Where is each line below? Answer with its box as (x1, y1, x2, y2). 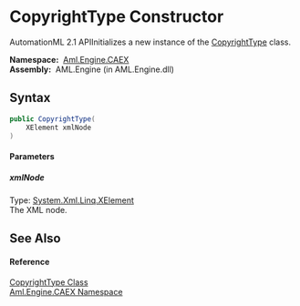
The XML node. (9, 204, 67, 215)
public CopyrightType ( (9, 114, 96, 124)
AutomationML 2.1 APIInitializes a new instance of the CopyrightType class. (9, 36, 292, 47)
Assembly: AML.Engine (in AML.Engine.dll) (9, 64, 175, 75)
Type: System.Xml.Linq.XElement (9, 194, 135, 206)
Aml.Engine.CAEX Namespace (9, 286, 123, 297)
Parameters (9, 150, 55, 161)
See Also (9, 230, 61, 247)
